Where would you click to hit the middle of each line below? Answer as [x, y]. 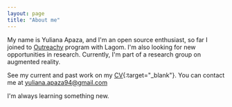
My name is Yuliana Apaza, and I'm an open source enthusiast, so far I [107, 39]
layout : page [26, 13]
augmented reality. [34, 61]
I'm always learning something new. [58, 96]
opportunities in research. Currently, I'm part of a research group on [104, 54]
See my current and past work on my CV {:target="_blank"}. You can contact [116, 75]
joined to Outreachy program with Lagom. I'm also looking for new [101, 47]
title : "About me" [34, 20]
